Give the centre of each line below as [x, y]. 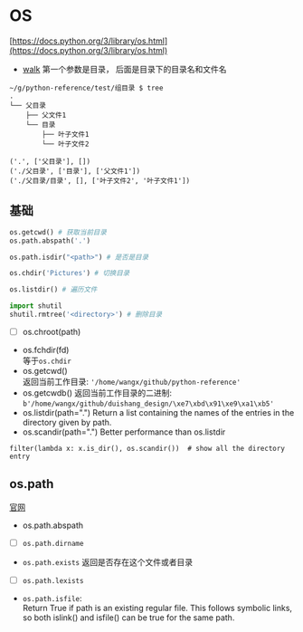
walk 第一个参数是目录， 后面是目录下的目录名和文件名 [125, 69]
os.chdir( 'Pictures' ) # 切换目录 [70, 273]
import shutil [36, 306]
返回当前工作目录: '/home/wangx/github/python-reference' [132, 381]
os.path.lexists [53, 580]
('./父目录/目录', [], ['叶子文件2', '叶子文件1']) [100, 181]
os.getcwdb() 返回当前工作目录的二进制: [97, 393]
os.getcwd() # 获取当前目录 [58, 232]
